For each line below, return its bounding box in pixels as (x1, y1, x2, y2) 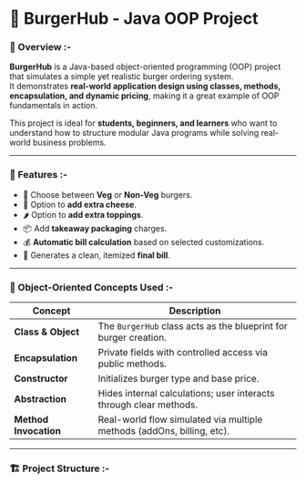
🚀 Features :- (9, 169, 68, 181)
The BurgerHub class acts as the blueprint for (97, 320, 289, 333)
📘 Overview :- (9, 41, 72, 54)
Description (168, 304, 221, 317)
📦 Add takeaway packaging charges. (22, 222, 168, 233)
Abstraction (14, 393, 66, 406)
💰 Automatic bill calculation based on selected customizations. (22, 236, 265, 247)
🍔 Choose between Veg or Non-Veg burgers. (22, 189, 193, 200)
